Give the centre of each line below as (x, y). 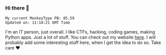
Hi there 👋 (17, 8)
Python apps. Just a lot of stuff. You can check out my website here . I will (81, 37)
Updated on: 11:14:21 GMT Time (38, 23)
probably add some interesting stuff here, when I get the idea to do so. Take (83, 42)
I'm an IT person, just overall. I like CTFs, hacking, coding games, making (80, 32)
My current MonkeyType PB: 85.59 (40, 18)
